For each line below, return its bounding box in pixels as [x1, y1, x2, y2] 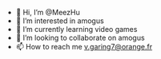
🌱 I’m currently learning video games [15, 25, 138, 33]
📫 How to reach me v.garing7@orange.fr [15, 42, 153, 51]
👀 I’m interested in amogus [15, 16, 104, 26]
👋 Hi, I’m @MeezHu [15, 8, 80, 17]
